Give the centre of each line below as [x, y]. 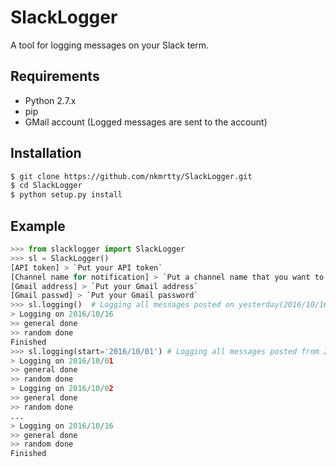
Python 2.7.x [50, 100]
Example [38, 226]
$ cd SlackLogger [46, 186]
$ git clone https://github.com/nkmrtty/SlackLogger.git [131, 176]
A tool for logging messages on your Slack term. [110, 45]
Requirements [55, 76]
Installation [46, 153]
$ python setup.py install [66, 195]
